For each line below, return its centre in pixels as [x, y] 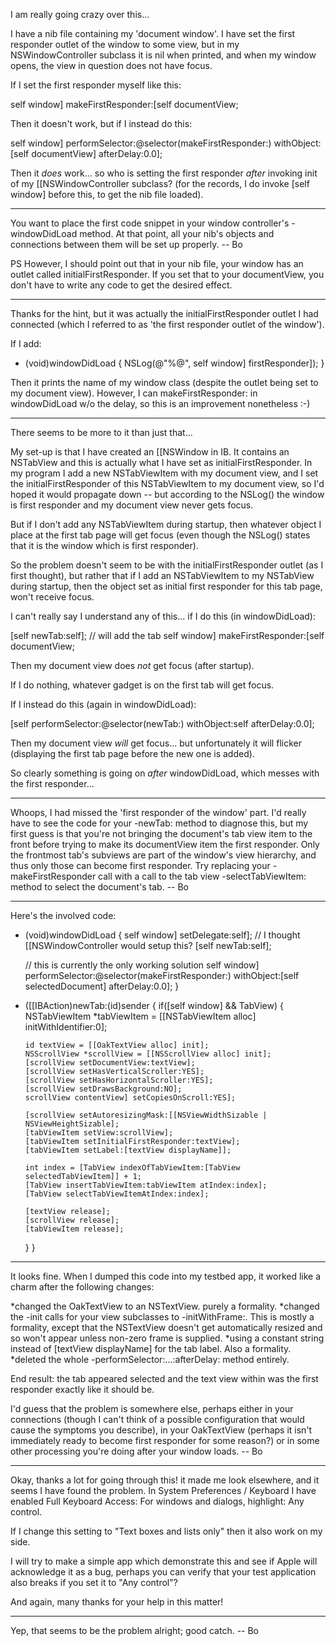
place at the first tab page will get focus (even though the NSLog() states [160, 535]
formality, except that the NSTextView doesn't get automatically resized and [166, 1327]
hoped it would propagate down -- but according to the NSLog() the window [167, 494]
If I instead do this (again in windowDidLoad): [103, 704]
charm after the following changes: [82, 1287]
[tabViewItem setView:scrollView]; [99, 1133]
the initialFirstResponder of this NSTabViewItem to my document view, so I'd [167, 483]
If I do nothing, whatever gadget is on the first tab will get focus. [142, 685]
